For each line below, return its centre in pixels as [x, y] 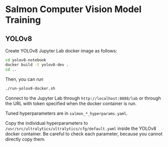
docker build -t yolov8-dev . [37, 65]
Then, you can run [24, 79]
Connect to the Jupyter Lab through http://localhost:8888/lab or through [83, 98]
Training [23, 20]
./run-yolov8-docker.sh [30, 88]
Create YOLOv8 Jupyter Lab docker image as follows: [61, 51]
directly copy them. [25, 139]
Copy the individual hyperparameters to [47, 123]
